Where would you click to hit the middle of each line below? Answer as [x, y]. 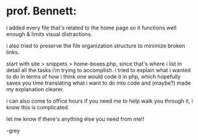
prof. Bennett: [42, 11]
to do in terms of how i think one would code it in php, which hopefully [94, 76]
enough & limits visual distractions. [49, 34]
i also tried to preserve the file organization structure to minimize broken [96, 46]
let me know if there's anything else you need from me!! [75, 119]
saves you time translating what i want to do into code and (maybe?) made [99, 83]
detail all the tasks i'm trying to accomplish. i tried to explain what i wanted [98, 70]
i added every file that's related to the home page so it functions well [91, 28]
